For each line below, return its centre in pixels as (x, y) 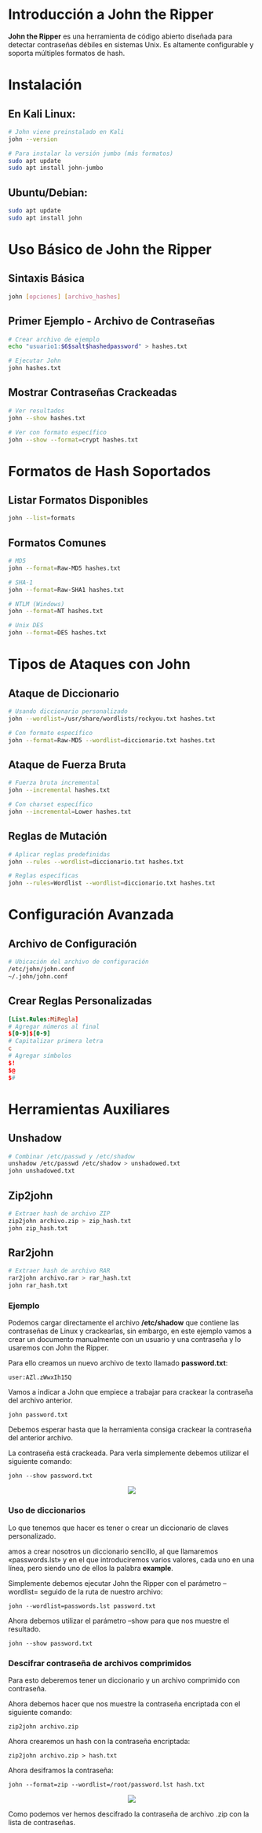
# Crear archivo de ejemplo (54, 339)
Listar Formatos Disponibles (78, 500)
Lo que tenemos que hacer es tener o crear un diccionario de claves (118, 1528)
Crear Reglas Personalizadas (80, 1001)
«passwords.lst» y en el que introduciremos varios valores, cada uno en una (131, 1559)
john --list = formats (42, 518)
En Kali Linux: (42, 114)
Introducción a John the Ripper (111, 15)
